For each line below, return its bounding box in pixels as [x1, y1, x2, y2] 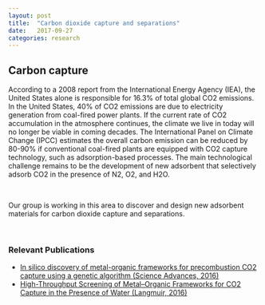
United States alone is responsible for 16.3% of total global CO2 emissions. [8, 93, 255, 103]
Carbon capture [8, 63, 89, 77]
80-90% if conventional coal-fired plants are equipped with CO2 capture [8, 145, 248, 154]
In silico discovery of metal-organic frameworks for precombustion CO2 [19, 263, 257, 272]
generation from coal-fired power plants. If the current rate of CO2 [8, 110, 227, 120]
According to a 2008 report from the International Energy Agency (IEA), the [8, 85, 255, 94]
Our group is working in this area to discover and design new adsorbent [8, 200, 244, 210]
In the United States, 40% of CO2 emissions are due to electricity [8, 101, 223, 112]
